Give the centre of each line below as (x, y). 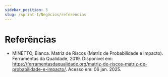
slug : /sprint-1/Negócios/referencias (45, 15)
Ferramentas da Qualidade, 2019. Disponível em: (62, 59)
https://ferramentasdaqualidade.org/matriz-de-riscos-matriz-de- (79, 64)
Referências (31, 40)
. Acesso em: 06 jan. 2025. (93, 69)
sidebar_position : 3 (26, 10)
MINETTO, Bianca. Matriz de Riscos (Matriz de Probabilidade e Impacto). (88, 53)
